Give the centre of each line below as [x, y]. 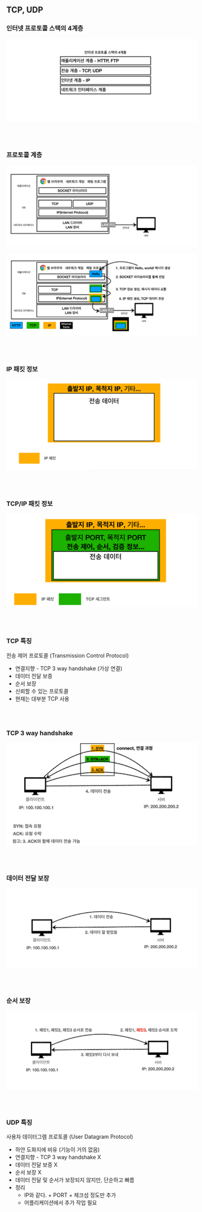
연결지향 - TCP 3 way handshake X [58, 1157]
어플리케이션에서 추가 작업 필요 [60, 1203]
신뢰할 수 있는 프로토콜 [42, 691]
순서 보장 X [28, 1173]
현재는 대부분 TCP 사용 [42, 699]
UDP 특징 [19, 1122]
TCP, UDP [25, 10]
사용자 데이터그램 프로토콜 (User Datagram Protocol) [70, 1137]
